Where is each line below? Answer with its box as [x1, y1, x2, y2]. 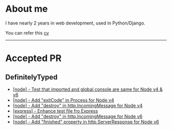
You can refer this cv [5, 30, 49, 36]
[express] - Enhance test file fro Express [12, 108, 98, 114]
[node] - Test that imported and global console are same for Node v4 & [12, 86, 163, 92]
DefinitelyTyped [5, 72, 58, 82]
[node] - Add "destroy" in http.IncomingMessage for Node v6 [12, 113, 143, 119]
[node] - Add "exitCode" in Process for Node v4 [12, 97, 114, 103]
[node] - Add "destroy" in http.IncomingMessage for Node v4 [12, 102, 143, 109]
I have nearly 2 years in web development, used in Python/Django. [5, 20, 145, 26]
